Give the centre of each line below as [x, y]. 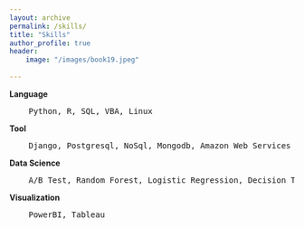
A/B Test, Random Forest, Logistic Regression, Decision [157, 180]
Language [28, 94]
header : [24, 52]
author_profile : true [50, 43]
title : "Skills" [40, 34]
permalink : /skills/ [48, 26]
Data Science [35, 163]
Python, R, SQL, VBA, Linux [90, 111]
